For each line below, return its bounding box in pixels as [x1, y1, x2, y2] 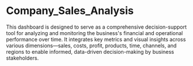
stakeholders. [6, 54, 39, 61]
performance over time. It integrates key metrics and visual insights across [6, 36, 186, 43]
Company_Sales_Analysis [6, 4, 134, 18]
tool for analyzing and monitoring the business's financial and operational [6, 29, 183, 36]
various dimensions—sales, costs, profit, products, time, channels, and [6, 42, 177, 49]
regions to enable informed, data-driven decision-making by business [6, 48, 174, 55]
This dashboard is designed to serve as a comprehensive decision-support [6, 23, 187, 30]
